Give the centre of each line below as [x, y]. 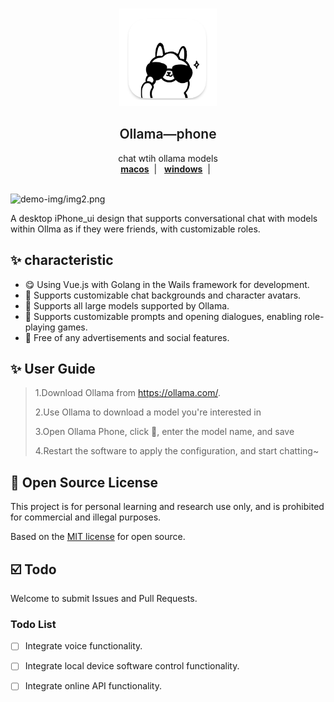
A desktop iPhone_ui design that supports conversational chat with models [164, 218]
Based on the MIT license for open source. [98, 537]
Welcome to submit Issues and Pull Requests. [104, 599]
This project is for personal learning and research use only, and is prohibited [167, 507]
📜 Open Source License [84, 482]
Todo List [33, 624]
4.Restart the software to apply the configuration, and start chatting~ [177, 451]
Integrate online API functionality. [93, 686]
